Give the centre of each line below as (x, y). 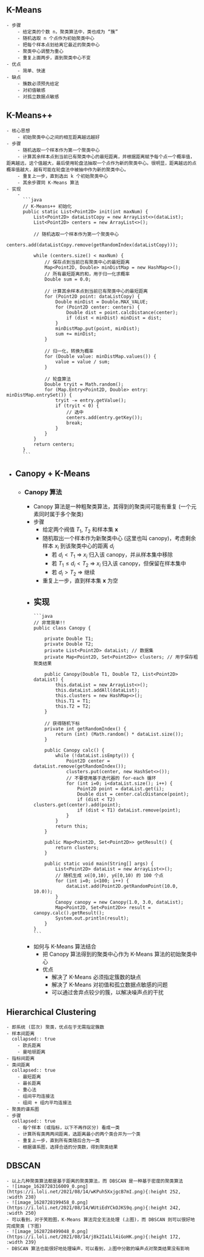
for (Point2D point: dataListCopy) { (92, 296)
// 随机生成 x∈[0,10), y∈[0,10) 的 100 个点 (109, 876)
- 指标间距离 (20, 1058)
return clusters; (77, 848)
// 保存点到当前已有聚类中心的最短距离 (87, 262)
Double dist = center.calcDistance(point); (133, 794)
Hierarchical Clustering (51, 1012)
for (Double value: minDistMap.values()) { (100, 356)
